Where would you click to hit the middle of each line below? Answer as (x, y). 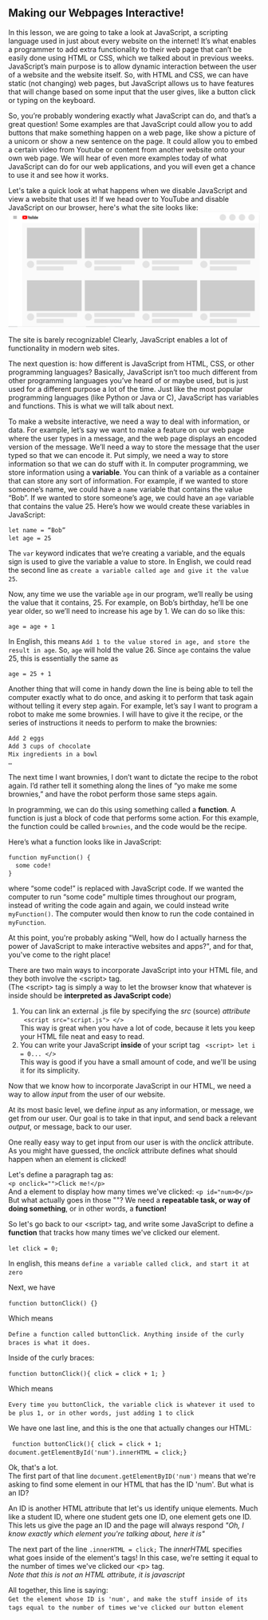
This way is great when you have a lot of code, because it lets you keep (137, 1028)
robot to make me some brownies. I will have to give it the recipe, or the (126, 714)
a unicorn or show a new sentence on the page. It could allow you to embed (133, 141)
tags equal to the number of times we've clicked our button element (126, 1608)
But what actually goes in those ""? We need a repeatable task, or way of (130, 1200)
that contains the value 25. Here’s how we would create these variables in (129, 507)
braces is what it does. (49, 1343)
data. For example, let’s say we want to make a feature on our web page (126, 430)
